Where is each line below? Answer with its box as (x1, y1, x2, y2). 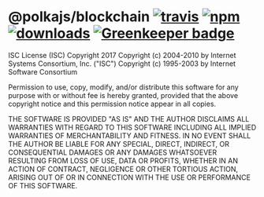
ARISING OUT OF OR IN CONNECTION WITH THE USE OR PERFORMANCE (8, 173, 251, 182)
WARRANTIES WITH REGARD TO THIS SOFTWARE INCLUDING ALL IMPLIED (8, 122, 257, 132)
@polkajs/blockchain (8, 8, 151, 26)
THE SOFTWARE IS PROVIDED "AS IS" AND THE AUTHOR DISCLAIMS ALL (8, 114, 250, 123)
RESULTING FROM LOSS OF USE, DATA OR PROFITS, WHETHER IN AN (8, 155, 239, 165)
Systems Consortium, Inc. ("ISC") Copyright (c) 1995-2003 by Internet (8, 59, 236, 68)
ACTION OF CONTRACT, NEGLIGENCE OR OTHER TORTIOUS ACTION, (8, 164, 239, 173)
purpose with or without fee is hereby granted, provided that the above (8, 90, 239, 100)
